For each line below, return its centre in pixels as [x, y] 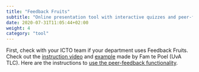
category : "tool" [28, 34]
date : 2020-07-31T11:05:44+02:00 [47, 22]
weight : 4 [18, 28]
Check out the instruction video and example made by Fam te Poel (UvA [94, 57]
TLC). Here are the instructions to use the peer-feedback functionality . [92, 63]
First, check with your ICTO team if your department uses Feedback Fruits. [97, 50]
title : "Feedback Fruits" [38, 12]
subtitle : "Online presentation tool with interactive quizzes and [91, 17]
